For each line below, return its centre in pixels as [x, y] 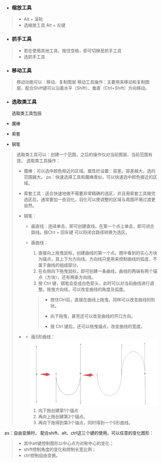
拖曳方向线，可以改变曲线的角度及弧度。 [87, 290]
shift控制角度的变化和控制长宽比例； [60, 449]
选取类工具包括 [26, 113]
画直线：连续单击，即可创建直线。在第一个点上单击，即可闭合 [93, 226]
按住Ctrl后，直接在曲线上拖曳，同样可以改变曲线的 [101, 300]
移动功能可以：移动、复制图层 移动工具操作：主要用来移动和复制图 [83, 82]
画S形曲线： [43, 337]
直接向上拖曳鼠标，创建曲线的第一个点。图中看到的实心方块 [98, 253]
